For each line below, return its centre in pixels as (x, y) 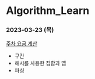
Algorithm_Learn (48, 11)
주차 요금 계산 (22, 44)
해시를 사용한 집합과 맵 (40, 63)
